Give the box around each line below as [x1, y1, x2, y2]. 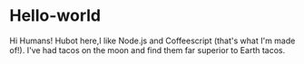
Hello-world [9, 5, 102, 26]
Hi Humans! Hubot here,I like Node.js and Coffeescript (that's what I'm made [9, 35, 296, 46]
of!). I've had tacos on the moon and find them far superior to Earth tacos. [9, 44, 286, 55]
